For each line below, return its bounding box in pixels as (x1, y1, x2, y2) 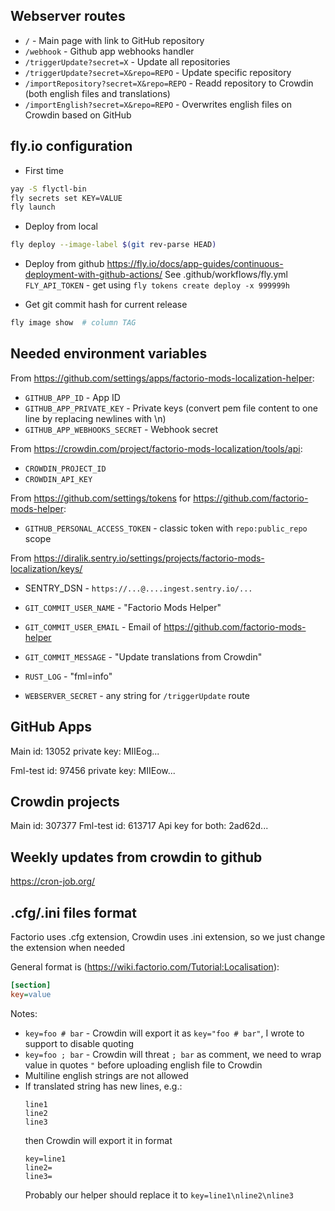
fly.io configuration (10, 138, 133, 155)
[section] (10, 980, 52, 991)
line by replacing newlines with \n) (24, 412, 167, 424)
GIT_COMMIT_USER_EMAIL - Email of (24, 620, 162, 633)
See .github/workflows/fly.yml (164, 269, 288, 281)
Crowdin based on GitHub (24, 109, 132, 121)
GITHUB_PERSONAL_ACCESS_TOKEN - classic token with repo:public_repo (24, 522, 308, 534)
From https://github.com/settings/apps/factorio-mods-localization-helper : (10, 372, 315, 384)
